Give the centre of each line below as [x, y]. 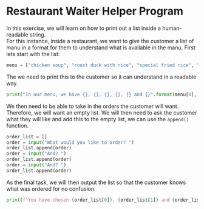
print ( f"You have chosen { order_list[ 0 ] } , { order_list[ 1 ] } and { [90, 200]
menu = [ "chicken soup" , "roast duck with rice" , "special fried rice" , [100, 65]
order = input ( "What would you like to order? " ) [70, 142]
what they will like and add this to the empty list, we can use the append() [98, 119]
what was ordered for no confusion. [51, 189]
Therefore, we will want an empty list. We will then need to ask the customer [102, 112]
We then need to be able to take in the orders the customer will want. [93, 106]
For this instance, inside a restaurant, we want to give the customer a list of [100, 41]
